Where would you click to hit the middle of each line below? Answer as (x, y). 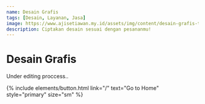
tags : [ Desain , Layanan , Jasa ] (46, 18)
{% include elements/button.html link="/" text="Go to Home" (83, 88)
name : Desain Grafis (33, 12)
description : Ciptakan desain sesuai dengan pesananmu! (79, 29)
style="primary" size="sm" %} (45, 95)
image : (15, 23)
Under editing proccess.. (38, 76)
